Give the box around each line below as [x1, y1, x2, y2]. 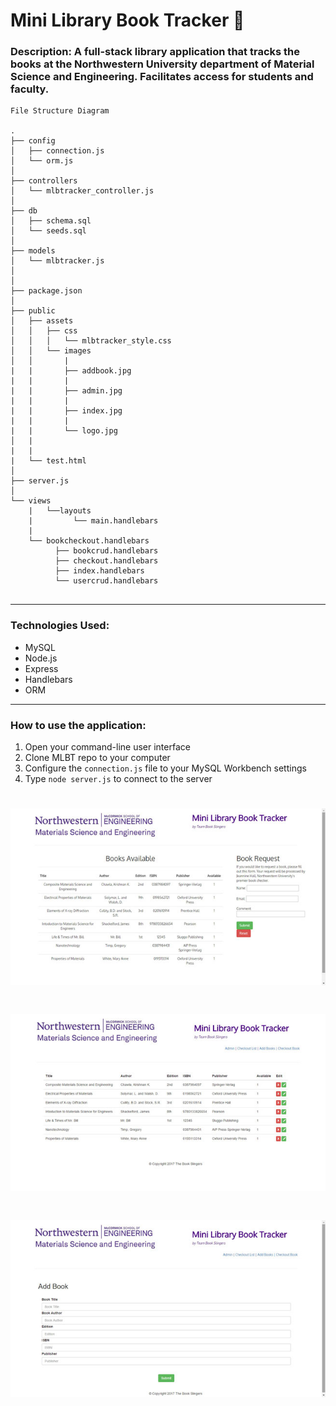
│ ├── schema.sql [10, 216, 92, 226]
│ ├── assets [10, 316, 74, 326]
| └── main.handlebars [28, 516, 159, 526]
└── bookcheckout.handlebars [28, 536, 150, 546]
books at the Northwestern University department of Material [10, 57, 315, 71]
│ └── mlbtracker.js [10, 256, 105, 266]
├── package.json [10, 286, 83, 296]
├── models [10, 246, 56, 256]
